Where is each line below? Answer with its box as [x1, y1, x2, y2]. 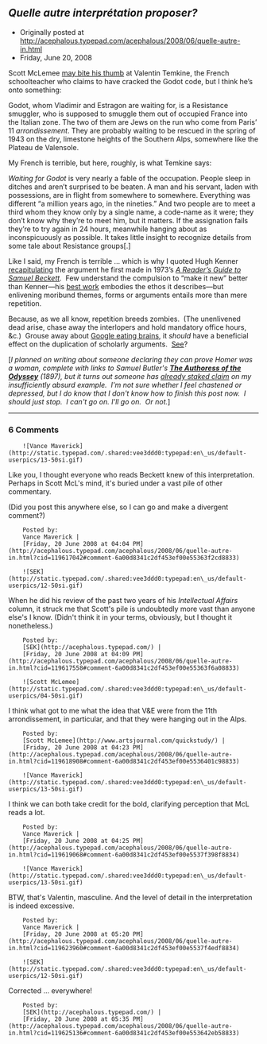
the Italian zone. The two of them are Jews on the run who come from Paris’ [8, 117, 257, 126]
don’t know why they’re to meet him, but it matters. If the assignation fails [8, 215, 249, 225]
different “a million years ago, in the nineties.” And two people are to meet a [8, 199, 256, 208]
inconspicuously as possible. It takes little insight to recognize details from [8, 232, 252, 242]
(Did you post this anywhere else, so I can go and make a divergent [8, 502, 229, 512]
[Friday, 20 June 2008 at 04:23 [22, 744, 130, 752]
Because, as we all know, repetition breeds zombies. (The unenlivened [8, 314, 241, 323]
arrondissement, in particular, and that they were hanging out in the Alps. [8, 714, 247, 724]
